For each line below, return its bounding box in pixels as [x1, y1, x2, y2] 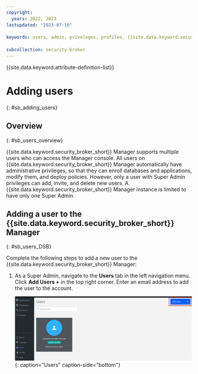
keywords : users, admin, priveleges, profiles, [6, 34, 126, 41]
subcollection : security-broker [6, 47, 85, 53]
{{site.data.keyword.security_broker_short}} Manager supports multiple [6, 148, 179, 155]
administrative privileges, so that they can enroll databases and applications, [6, 167, 192, 174]
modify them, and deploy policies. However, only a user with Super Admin [6, 173, 186, 180]
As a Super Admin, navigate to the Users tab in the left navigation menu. [14, 272, 190, 280]
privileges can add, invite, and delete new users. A [6, 179, 128, 186]
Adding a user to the [6, 209, 82, 219]
